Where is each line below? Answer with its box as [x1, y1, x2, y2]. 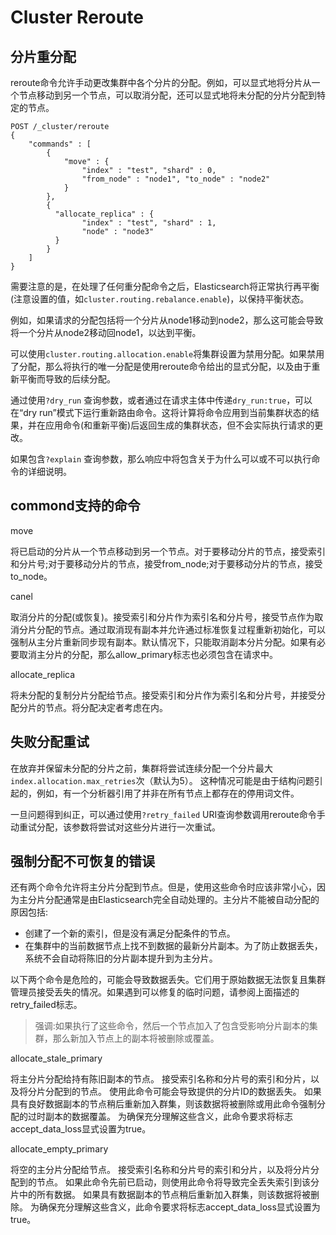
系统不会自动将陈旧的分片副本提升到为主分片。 [24, 952, 218, 965]
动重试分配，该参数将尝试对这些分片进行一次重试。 [10, 821, 221, 833]
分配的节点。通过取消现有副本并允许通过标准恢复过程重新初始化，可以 [36, 623, 326, 635]
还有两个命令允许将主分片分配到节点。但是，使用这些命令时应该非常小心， [10, 881, 317, 893]
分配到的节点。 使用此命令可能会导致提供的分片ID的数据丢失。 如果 [44, 1086, 322, 1098]
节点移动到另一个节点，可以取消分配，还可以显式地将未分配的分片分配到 [18, 89, 317, 101]
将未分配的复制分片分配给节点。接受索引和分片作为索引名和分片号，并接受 [10, 689, 317, 701]
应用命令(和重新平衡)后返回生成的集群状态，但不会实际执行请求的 [44, 419, 315, 431]
